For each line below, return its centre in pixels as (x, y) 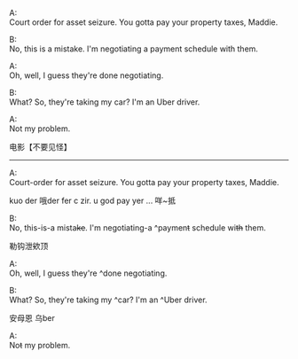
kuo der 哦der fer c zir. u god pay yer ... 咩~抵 (92, 200)
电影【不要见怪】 (40, 147)
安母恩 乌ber (32, 318)
